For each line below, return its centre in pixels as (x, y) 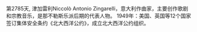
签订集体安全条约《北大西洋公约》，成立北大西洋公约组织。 (78, 23)
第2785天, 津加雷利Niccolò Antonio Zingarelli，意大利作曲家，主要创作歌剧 (97, 8)
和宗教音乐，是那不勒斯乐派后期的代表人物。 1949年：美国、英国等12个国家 (99, 16)
